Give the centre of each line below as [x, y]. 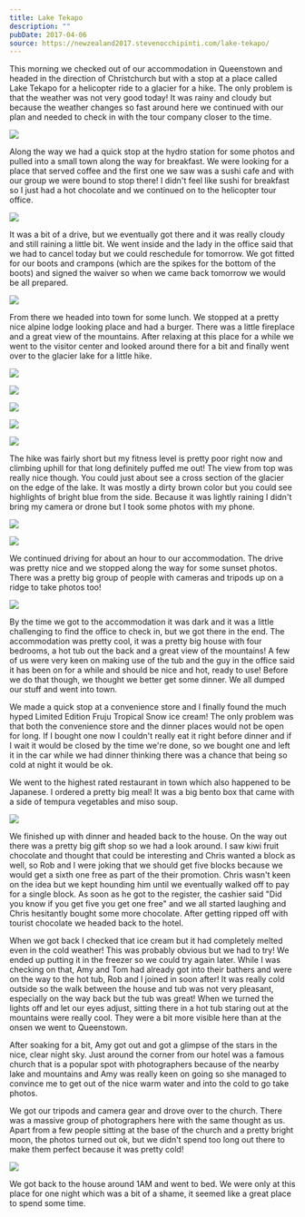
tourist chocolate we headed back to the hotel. [97, 923]
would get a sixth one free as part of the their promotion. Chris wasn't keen [150, 875]
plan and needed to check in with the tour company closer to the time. [141, 117]
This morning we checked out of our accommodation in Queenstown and [146, 69]
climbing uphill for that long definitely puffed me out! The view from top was [151, 468]
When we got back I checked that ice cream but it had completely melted [146, 941]
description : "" [40, 26]
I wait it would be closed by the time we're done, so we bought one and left [150, 746]
